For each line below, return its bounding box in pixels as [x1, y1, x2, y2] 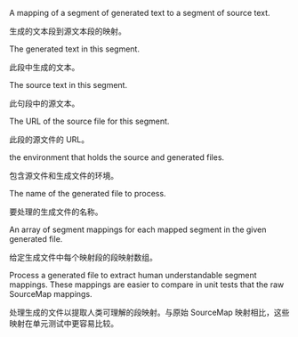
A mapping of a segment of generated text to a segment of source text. [9, 8, 270, 18]
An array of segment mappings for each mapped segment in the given [9, 224, 267, 235]
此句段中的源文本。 [9, 98, 80, 108]
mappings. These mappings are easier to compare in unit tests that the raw [9, 279, 285, 290]
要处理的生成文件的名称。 [9, 206, 103, 217]
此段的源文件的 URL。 [9, 134, 90, 145]
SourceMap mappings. [9, 289, 93, 299]
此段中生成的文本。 [9, 62, 80, 72]
